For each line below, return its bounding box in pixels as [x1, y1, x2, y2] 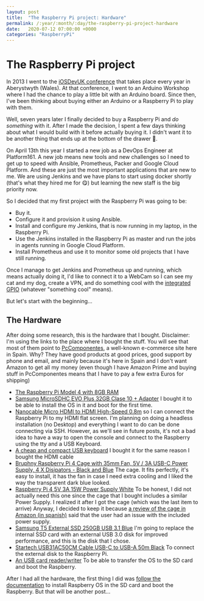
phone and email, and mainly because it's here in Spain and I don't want [6, 357, 187, 364]
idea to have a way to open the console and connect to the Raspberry [15, 434, 191, 441]
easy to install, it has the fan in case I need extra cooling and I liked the [15, 473, 193, 480]
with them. [6, 104, 33, 111]
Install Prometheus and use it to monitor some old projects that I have [15, 248, 189, 256]
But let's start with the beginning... [6, 298, 93, 305]
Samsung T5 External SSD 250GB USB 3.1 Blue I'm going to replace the [15, 524, 194, 532]
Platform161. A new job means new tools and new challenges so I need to [6, 153, 190, 161]
